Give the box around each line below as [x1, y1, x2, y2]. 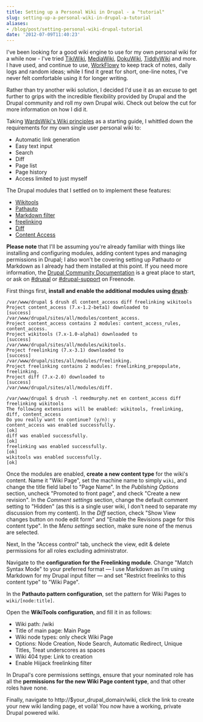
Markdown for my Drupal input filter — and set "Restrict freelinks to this [6, 572, 186, 580]
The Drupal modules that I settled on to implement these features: [6, 187, 172, 194]
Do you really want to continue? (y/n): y [6, 417, 116, 423]
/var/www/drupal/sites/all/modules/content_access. [6, 315, 140, 322]
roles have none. [6, 684, 49, 691]
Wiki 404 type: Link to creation [15, 653, 93, 660]
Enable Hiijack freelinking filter [15, 660, 92, 667]
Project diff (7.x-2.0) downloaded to [6, 374, 105, 380]
